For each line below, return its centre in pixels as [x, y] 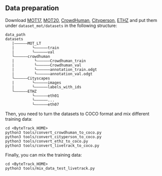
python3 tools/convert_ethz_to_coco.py [47, 141]
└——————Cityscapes [31, 78]
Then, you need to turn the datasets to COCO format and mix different [77, 114]
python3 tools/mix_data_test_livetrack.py [50, 168]
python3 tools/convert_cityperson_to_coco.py [53, 137]
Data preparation [32, 8]
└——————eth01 [45, 96]
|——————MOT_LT [26, 43]
